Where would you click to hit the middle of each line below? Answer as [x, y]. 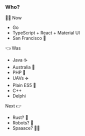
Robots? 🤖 [23, 123]
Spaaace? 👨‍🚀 [26, 128]
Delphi [19, 96]
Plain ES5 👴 [24, 85]
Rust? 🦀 [20, 117]
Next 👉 [13, 106]
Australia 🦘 [23, 67]
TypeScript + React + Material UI [46, 33]
